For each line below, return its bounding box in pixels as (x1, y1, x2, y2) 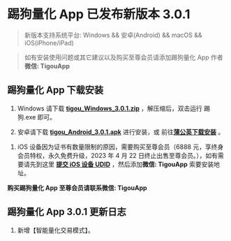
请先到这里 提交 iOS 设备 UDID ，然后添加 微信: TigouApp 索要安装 (23, 160, 214, 168)
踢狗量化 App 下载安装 (7, 85, 104, 96)
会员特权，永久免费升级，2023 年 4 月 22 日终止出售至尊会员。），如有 (17, 151, 218, 159)
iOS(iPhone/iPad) (24, 38, 75, 47)
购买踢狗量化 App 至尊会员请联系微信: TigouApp (7, 183, 148, 192)
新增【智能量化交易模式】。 (17, 226, 94, 234)
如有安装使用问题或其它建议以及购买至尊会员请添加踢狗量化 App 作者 (24, 53, 223, 61)
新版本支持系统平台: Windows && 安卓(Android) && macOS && (24, 31, 202, 39)
